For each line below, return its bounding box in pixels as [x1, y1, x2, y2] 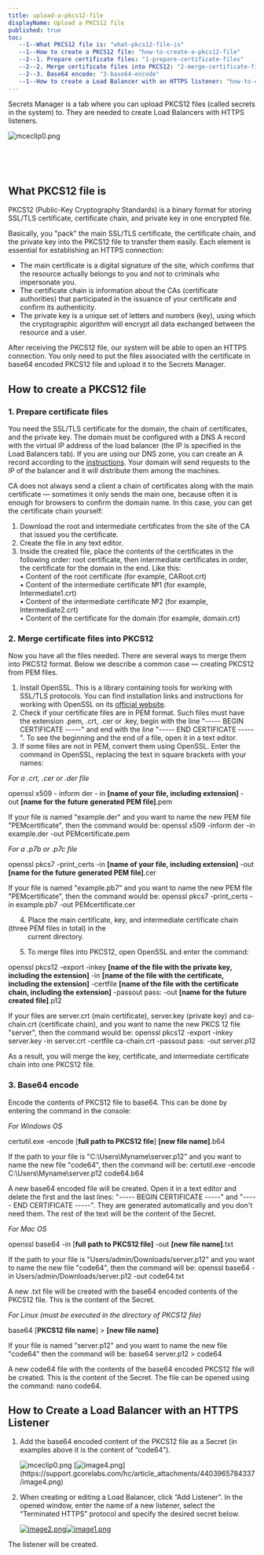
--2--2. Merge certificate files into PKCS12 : [18, 63, 174, 71]
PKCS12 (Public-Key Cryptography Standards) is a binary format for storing [8, 205, 251, 215]
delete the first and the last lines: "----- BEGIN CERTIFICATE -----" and [8, 1192, 238, 1201]
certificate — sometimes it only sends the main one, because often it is [8, 490, 238, 498]
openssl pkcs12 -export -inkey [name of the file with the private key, [8, 962, 233, 972]
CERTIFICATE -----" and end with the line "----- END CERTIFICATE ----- [19, 725, 255, 735]
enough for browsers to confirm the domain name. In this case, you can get [8, 498, 253, 507]
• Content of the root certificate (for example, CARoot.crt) [19, 572, 207, 581]
